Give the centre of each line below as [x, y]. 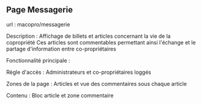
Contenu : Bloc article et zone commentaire [60, 95]
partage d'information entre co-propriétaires [61, 49]
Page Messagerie [40, 10]
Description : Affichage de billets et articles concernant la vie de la [89, 36]
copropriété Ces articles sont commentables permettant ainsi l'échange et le [101, 42]
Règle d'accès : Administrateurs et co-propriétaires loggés [79, 72]
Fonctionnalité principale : [38, 60]
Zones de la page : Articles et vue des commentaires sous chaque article [97, 84]
